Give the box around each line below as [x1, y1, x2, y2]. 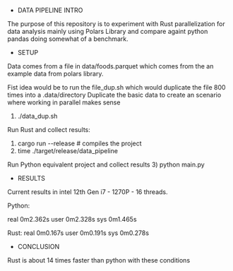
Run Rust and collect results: [7, 126, 90, 133]
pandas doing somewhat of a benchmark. [7, 35, 129, 43]
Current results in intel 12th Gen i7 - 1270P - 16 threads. [7, 188, 168, 196]
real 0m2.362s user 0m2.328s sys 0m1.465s [7, 215, 137, 223]
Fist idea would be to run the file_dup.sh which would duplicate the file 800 [7, 83, 226, 91]
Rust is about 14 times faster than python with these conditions [7, 256, 191, 264]
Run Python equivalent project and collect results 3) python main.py [7, 160, 205, 169]
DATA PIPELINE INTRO [17, 6, 83, 14]
